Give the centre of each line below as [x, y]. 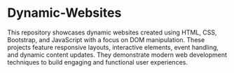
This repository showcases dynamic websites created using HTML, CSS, [112, 32]
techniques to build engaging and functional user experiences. [97, 62]
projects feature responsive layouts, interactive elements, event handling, [113, 47]
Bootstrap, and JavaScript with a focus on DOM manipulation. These [106, 39]
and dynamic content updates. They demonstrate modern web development [117, 55]
